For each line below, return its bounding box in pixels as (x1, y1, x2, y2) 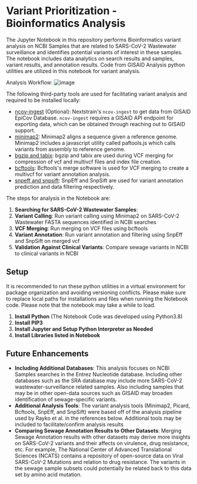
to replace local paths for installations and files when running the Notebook (6, 295, 188, 302)
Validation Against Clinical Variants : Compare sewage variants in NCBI (14, 243, 189, 251)
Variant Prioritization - (6, 4, 118, 18)
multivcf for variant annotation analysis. (14, 170, 111, 177)
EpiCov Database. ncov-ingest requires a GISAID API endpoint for (14, 114, 173, 121)
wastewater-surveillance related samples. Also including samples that (14, 383, 184, 390)
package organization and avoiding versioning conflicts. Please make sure (6, 289, 186, 296)
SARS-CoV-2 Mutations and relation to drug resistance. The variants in (14, 458, 186, 465)
